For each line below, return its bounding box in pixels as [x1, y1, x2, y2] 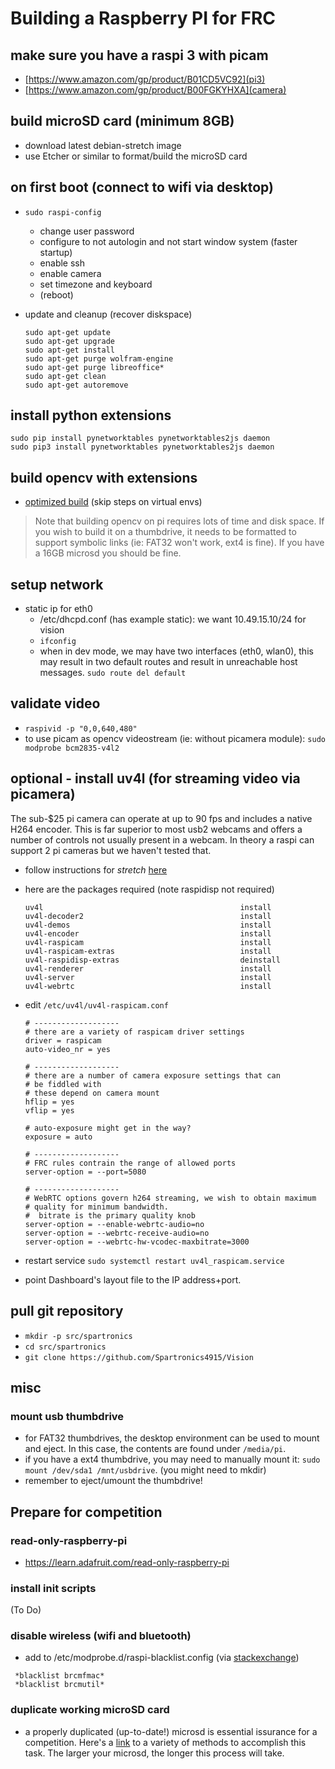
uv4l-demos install [24, 920, 272, 930]
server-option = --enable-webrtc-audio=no [24, 1219, 205, 1229]
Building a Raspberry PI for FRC [10, 7, 277, 30]
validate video [10, 695, 101, 712]
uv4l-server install [24, 972, 272, 982]
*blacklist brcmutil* [14, 1680, 105, 1690]
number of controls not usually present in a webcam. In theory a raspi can [10, 833, 315, 846]
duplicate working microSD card [10, 1703, 170, 1717]
